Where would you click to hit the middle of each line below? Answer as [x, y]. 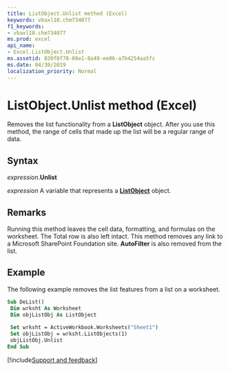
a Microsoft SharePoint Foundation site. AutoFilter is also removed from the [115, 244]
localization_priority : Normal [52, 71]
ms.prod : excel [29, 39]
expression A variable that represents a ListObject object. [89, 191]
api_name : [21, 46]
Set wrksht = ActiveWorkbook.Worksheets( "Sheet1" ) [84, 328]
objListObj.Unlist [36, 341]
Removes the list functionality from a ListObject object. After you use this [111, 124]
